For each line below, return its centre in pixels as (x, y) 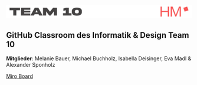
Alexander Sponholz (31, 65)
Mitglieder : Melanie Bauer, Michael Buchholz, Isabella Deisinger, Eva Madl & (99, 58)
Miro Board (20, 76)
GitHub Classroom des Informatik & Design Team (98, 35)
